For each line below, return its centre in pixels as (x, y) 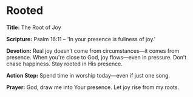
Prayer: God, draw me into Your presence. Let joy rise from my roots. (93, 87)
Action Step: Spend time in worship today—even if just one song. (88, 75)
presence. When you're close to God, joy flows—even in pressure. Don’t (96, 57)
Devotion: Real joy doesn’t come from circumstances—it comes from (93, 51)
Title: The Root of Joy (34, 27)
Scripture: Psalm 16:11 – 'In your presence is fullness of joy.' (81, 39)
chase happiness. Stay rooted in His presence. (65, 64)
